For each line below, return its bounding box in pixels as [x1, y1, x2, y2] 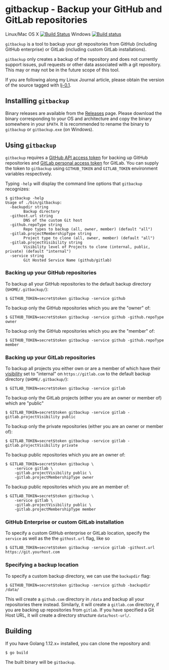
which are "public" [5, 400, 44, 406]
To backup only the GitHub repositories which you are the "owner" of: [5, 305, 151, 311]
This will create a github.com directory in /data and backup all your [5, 596, 145, 602]
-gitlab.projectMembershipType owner [14, 475, 94, 480]
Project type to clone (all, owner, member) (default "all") [23, 235, 155, 241]
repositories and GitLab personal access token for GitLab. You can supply [5, 160, 159, 166]
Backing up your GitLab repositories [5, 353, 96, 361]
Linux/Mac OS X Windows [5, 31, 91, 37]
